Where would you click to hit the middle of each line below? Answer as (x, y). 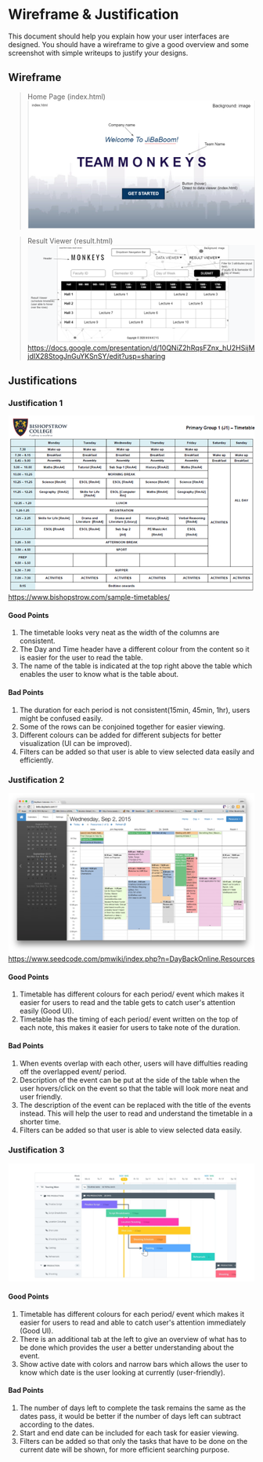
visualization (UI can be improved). (76, 743)
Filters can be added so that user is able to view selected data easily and (137, 751)
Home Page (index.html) (66, 97)
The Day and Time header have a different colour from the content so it (134, 649)
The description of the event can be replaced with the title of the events (135, 1105)
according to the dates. (57, 1424)
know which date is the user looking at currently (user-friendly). (122, 1372)
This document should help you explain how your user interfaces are (119, 36)
